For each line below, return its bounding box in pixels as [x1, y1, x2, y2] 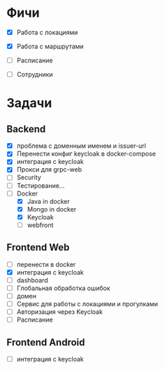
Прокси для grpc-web [16, 165, 82, 174]
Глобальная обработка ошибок [16, 284, 110, 292]
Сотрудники [16, 70, 53, 78]
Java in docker [27, 197, 71, 205]
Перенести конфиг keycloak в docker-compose [16, 149, 157, 158]
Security [16, 173, 41, 181]
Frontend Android [6, 336, 85, 348]
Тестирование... [16, 181, 65, 190]
